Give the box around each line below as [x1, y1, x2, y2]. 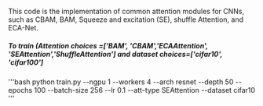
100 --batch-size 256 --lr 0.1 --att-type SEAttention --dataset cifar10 [34, 85, 256, 94]
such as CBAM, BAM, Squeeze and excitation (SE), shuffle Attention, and [8, 15, 244, 24]
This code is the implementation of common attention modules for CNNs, [8, 7, 245, 16]
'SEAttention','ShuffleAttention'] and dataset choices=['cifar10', [8, 49, 223, 58]
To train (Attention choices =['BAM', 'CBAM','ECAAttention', [8, 41, 208, 50]
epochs [8, 85, 33, 94]
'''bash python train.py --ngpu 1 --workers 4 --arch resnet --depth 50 [8, 77, 234, 87]
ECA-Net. [8, 23, 39, 32]
